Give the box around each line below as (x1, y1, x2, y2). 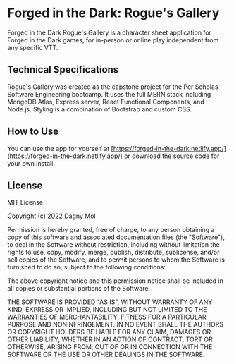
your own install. (7, 159, 55, 167)
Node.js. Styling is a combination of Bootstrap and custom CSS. (7, 104, 192, 114)
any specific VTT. (7, 43, 58, 51)
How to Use (7, 126, 59, 138)
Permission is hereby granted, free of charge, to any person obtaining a (7, 226, 215, 234)
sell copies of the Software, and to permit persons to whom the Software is (7, 255, 226, 264)
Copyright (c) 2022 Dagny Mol (7, 212, 97, 220)
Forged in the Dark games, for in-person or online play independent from (7, 35, 219, 44)
